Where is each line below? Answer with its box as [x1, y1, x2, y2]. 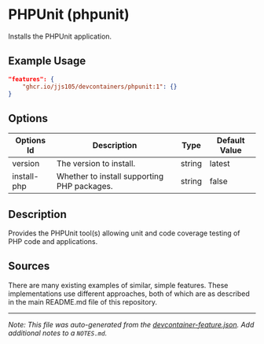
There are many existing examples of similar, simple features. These [8, 280, 229, 290]
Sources [8, 260, 50, 273]
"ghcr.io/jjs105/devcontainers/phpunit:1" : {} [22, 83, 178, 91]
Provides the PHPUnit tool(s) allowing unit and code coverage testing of [8, 228, 241, 238]
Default [216, 135, 245, 146]
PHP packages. [56, 181, 113, 192]
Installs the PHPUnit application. [8, 31, 112, 41]
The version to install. [56, 158, 136, 169]
